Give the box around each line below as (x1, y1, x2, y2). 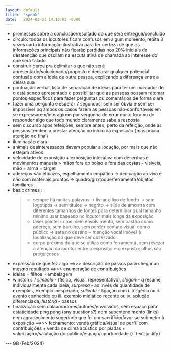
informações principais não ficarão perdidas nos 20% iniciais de (12, 47, 148, 53)
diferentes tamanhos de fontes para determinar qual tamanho (32, 207, 161, 214)
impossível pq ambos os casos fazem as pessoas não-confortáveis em (12, 106, 161, 112)
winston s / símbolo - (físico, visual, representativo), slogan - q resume (12, 277, 161, 283)
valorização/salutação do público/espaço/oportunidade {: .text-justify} (12, 331, 161, 337)
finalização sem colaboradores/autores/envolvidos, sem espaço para (12, 304, 158, 310)
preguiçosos (32, 251, 59, 257)
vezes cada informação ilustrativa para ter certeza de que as (12, 42, 140, 48)
